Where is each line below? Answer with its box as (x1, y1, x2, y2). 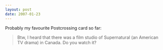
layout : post (5, 7, 32, 12)
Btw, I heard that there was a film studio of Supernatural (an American (17, 34, 159, 40)
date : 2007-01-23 (5, 12, 41, 17)
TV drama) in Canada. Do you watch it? (17, 39, 97, 45)
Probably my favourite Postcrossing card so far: (5, 25, 102, 31)
